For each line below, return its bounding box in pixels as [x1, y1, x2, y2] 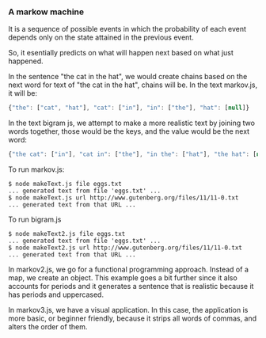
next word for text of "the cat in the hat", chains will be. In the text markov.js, [8, 80, 258, 89]
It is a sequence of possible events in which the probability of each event [8, 25, 247, 34]
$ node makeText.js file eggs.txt [8, 180, 123, 188]
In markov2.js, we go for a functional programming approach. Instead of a [8, 264, 249, 275]
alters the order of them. [8, 322, 88, 332]
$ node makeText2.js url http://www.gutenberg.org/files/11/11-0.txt [8, 244, 243, 252]
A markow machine [8, 6, 85, 17]
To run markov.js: [8, 165, 65, 174]
